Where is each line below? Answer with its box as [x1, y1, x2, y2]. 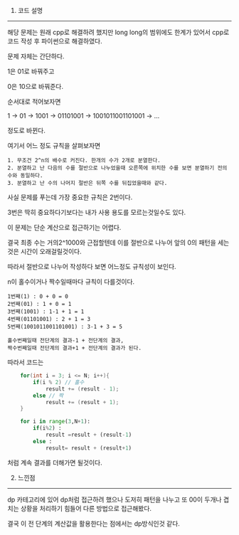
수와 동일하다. [7, 172, 43, 179]
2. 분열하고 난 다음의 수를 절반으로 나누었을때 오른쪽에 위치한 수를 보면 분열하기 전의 [7, 164, 228, 171]
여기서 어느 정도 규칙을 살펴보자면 [7, 142, 101, 149]
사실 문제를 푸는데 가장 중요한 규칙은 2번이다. [7, 193, 133, 201]
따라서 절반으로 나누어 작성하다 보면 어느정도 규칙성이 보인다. [7, 263, 176, 270]
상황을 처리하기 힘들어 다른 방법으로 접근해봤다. [20, 504, 152, 512]
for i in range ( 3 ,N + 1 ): [20, 418, 91, 425]
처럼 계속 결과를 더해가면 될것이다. [7, 458, 102, 467]
